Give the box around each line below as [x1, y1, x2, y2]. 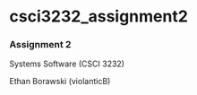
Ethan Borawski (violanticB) [9, 76, 111, 87]
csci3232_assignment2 [9, 6, 188, 27]
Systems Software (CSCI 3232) [9, 58, 125, 69]
